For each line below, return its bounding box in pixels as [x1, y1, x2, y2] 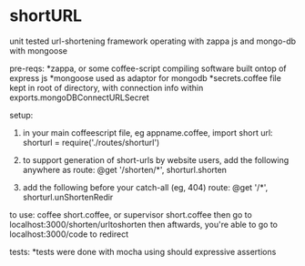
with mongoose [9, 45, 68, 56]
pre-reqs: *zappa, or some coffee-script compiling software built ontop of [9, 63, 287, 74]
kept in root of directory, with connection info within [9, 82, 204, 93]
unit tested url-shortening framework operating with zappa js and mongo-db [9, 36, 297, 46]
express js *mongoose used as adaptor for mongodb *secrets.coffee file [9, 72, 282, 83]
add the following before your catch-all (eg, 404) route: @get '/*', [22, 181, 269, 192]
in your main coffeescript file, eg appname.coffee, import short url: [22, 127, 273, 138]
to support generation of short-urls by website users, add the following [22, 154, 290, 165]
